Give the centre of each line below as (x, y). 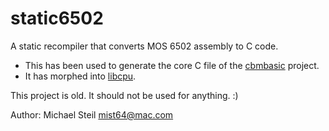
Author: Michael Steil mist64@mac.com (92, 114)
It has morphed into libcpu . (80, 76)
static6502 (57, 18)
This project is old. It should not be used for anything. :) (124, 95)
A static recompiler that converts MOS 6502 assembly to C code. (144, 46)
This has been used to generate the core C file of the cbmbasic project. (172, 65)
